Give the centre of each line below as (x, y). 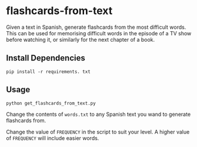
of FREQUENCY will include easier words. (53, 138)
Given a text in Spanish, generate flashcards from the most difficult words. (96, 27)
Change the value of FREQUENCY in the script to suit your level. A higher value (98, 132)
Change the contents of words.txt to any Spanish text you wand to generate (98, 114)
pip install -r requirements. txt (49, 72)
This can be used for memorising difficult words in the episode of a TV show (99, 33)
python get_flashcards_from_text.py (51, 103)
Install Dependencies (46, 58)
